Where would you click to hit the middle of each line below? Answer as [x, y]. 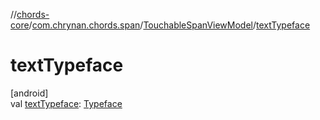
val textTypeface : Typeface [66, 103]
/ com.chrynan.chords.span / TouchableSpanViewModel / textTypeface [169, 25]
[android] [29, 93]
